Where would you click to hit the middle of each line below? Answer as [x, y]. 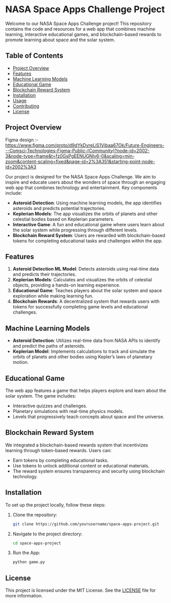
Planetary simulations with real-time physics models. [68, 411]
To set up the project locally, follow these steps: [56, 505]
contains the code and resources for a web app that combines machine [80, 29]
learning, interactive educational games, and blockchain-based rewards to [83, 34]
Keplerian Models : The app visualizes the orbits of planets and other [85, 214]
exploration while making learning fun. [53, 296]
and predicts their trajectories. [44, 274]
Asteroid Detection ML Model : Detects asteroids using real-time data [86, 269]
